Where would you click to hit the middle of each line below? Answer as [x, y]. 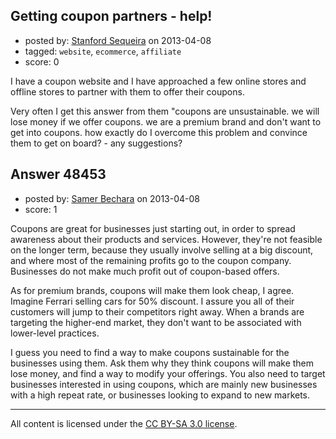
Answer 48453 [58, 174]
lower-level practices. [55, 333]
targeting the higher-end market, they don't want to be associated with [156, 322]
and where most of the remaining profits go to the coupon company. [151, 260]
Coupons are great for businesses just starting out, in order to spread [153, 228]
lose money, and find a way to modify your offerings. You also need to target [168, 373]
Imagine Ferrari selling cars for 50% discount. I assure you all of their [152, 301]
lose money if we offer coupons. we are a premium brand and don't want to [166, 121]
